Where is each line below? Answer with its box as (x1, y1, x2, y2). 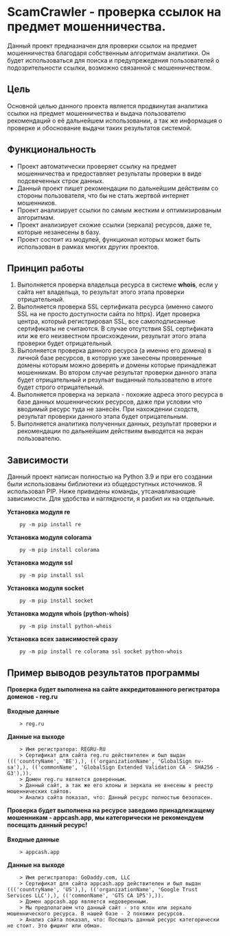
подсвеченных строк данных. (16, 176, 104, 185)
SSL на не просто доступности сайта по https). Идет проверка (16, 310, 200, 318)
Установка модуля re (7, 508, 71, 517)
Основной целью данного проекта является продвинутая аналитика (7, 101, 208, 110)
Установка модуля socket (7, 584, 84, 592)
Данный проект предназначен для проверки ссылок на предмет (7, 41, 198, 50)
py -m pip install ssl (19, 572, 84, 579)
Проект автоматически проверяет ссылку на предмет (16, 162, 177, 170)
